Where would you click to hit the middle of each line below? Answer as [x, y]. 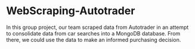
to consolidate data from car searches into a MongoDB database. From [93, 33]
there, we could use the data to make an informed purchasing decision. [94, 40]
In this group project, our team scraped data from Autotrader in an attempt [97, 27]
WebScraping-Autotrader [71, 11]
